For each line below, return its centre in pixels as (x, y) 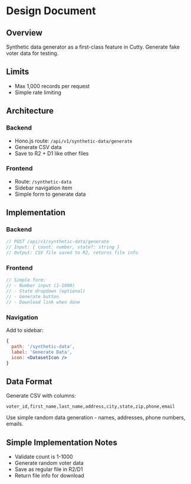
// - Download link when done (43, 302)
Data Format (29, 381)
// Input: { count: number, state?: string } (63, 247)
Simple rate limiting (38, 92)
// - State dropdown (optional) (46, 291)
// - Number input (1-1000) (41, 286)
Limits (18, 72)
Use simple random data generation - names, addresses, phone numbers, (96, 418)
